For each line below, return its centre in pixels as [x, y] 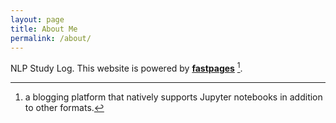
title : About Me [44, 29]
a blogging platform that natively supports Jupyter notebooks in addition [173, 97]
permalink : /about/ [51, 38]
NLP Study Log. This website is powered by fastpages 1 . [126, 68]
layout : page [37, 19]
